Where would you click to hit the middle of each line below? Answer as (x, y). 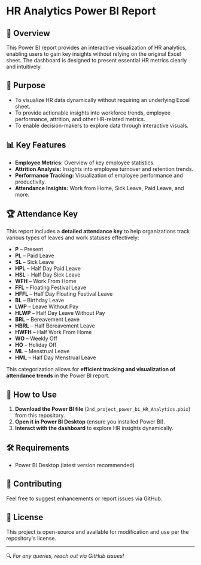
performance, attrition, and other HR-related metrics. (80, 119)
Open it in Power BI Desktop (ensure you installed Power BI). (90, 422)
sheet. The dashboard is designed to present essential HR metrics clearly (97, 60)
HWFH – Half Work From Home (53, 332)
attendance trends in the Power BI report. (58, 375)
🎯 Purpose (26, 85)
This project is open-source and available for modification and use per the (98, 531)
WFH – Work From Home (45, 281)
